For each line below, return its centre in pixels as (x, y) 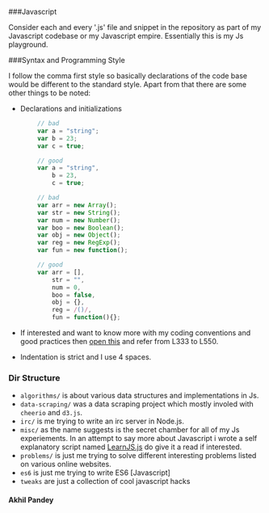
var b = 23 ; (58, 138)
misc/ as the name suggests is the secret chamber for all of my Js (130, 430)
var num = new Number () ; (79, 220)
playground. (28, 44)
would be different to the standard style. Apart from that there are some (128, 84)
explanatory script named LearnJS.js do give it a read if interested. (131, 447)
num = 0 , (66, 287)
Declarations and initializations (71, 109)
